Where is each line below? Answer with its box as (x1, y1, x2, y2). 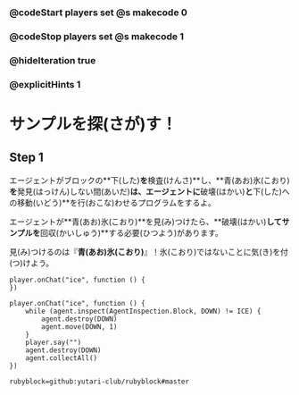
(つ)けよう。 (9, 257, 54, 268)
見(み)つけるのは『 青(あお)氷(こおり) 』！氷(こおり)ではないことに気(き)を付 (9, 246, 288, 256)
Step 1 (9, 150, 45, 165)
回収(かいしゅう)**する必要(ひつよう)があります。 (39, 227, 223, 238)
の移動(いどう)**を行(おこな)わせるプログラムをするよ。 (9, 197, 217, 207)
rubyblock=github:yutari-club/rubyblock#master (9, 377, 190, 386)
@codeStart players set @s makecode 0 (9, 6, 187, 19)
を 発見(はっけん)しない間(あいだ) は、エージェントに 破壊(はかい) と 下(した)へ (9, 186, 290, 197)
